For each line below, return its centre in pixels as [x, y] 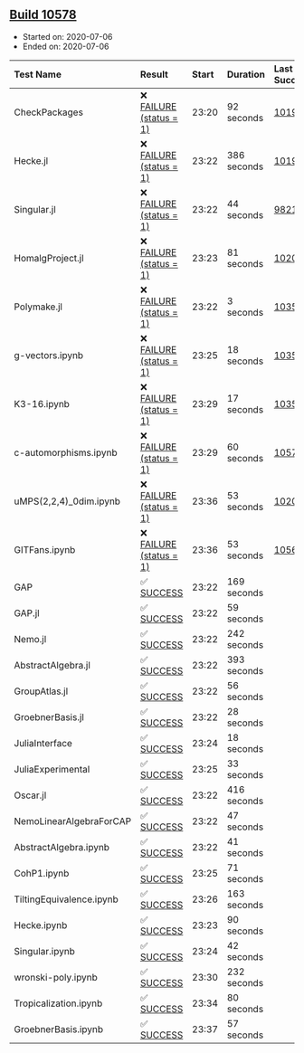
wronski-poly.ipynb [56, 977]
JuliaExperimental [52, 769]
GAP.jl [27, 612]
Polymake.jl [38, 307]
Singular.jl [35, 209]
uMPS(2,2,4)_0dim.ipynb [67, 501]
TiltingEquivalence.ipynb [66, 899]
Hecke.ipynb [41, 925]
